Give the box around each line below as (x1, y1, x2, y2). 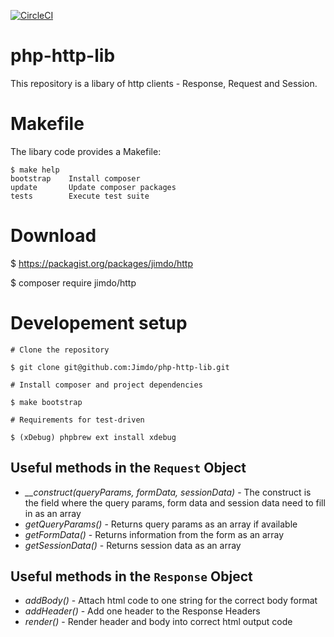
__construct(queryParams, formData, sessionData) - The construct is (24, 486, 312, 498)
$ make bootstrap (10, 397, 83, 407)
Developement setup (10, 312, 188, 334)
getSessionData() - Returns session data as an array (24, 539, 242, 551)
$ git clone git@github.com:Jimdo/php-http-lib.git (10, 362, 230, 372)
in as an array (24, 507, 82, 519)
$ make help (10, 165, 60, 175)
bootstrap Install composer (10, 173, 141, 184)
